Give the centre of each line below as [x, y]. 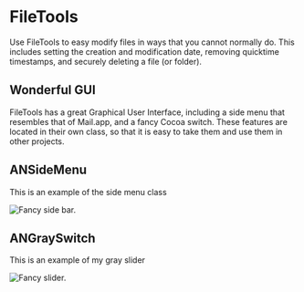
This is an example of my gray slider [78, 260]
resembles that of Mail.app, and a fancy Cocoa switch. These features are [148, 121]
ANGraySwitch [52, 238]
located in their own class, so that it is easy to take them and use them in [146, 131]
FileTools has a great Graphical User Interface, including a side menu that [147, 112]
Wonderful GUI [52, 90]
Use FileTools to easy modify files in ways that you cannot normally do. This [152, 42]
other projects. [37, 141]
